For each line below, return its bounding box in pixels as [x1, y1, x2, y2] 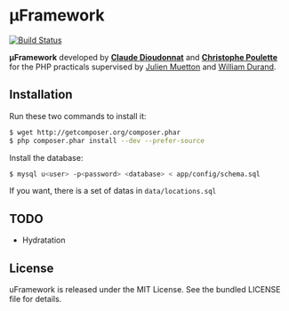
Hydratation [21, 235, 66, 245]
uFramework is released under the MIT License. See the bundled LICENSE [9, 284, 281, 294]
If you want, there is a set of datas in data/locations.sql [9, 186, 217, 196]
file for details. [9, 294, 62, 304]
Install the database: [9, 152, 84, 163]
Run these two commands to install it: [9, 110, 147, 121]
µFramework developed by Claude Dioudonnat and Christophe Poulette [9, 52, 278, 62]
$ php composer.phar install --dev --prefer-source [9, 136, 205, 145]
